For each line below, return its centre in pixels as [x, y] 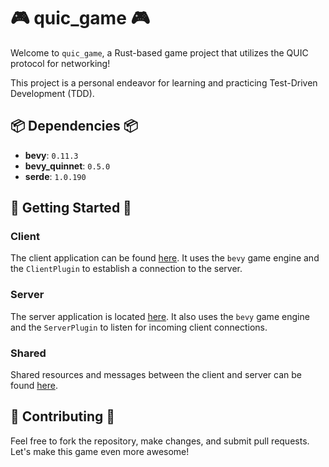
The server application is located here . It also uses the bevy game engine [160, 316]
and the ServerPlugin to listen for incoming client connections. [139, 327]
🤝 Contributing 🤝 [63, 416]
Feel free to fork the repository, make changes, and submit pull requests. [160, 441]
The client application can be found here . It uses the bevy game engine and [165, 258]
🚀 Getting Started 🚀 [71, 208]
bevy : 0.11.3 [51, 155]
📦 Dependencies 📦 [74, 126]
